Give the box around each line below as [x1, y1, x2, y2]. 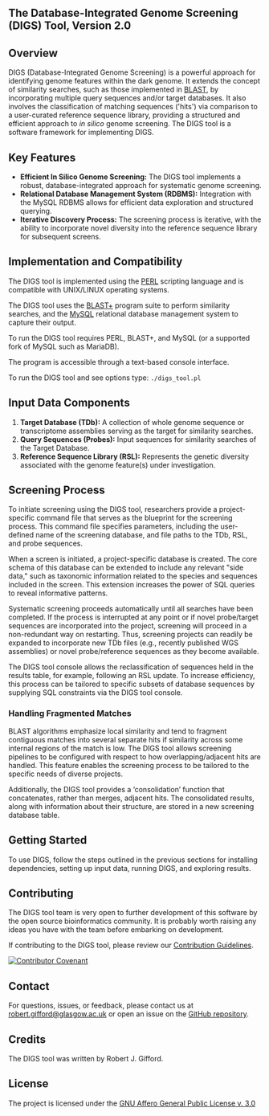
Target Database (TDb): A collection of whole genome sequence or [19, 417, 245, 427]
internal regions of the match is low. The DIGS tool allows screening [8, 743, 232, 753]
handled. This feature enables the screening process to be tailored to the [8, 760, 250, 770]
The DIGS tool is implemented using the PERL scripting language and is [8, 276, 244, 286]
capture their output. [8, 317, 76, 327]
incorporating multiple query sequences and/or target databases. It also [8, 93, 247, 103]
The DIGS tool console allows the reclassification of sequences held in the [8, 662, 255, 672]
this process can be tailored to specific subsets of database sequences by [8, 679, 255, 689]
